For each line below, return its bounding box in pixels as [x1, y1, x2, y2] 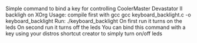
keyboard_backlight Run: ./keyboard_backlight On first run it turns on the [5, 18, 182, 24]
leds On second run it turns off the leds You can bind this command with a [5, 24, 186, 31]
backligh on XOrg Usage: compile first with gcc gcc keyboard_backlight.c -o [5, 11, 191, 18]
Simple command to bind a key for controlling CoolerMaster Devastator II [5, 5, 183, 12]
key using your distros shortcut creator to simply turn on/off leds [5, 30, 163, 37]
